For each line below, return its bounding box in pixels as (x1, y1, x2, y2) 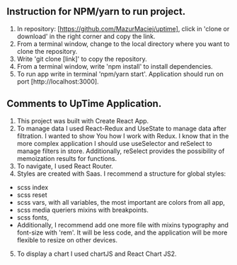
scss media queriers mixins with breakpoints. (16, 205, 149, 214)
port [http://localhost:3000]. (16, 77, 100, 86)
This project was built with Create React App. (16, 116, 149, 125)
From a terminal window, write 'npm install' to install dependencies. (16, 62, 213, 70)
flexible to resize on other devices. (16, 235, 118, 244)
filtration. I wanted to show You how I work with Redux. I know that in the (16, 131, 229, 140)
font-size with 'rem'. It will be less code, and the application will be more (16, 228, 228, 237)
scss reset (16, 191, 47, 199)
